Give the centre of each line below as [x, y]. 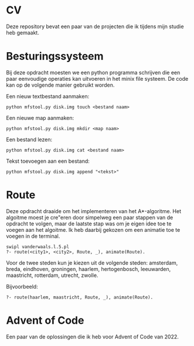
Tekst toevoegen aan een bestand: [48, 161]
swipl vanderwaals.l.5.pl [38, 246]
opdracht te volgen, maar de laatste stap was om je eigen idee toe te [89, 224]
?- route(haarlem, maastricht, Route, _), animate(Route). [80, 297]
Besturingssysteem [55, 56]
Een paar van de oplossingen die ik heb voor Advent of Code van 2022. [92, 337]
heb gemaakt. [23, 32]
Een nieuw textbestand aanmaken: [48, 96]
